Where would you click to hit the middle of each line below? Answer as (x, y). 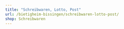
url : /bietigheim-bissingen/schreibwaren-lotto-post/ (62, 14)
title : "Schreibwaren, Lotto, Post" (43, 10)
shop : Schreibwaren (25, 19)
